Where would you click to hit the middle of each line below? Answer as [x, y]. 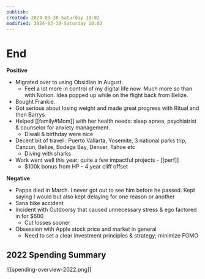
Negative [18, 178]
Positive [17, 70]
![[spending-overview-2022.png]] [49, 270]
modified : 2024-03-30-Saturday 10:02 [54, 23]
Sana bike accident [39, 203]
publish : [17, 12]
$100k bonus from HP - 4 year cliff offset [76, 167]
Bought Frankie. [35, 102]
